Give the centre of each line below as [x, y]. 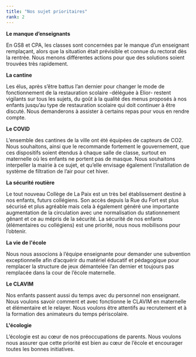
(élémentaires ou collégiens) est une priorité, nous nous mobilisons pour [93, 225]
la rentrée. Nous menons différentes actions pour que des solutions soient [95, 57]
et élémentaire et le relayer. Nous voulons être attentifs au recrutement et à [97, 307]
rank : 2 [16, 17]
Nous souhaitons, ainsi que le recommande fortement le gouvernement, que [98, 146]
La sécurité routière [30, 183]
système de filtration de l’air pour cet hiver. [58, 171]
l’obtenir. [16, 231]
